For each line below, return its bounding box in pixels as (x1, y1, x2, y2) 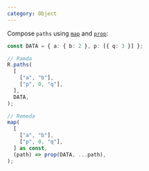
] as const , (13, 145, 48, 152)
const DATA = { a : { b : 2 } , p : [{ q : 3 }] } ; (7, 42, 143, 49)
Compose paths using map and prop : (7, 29, 108, 37)
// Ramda (7, 55, 32, 62)
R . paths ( (7, 62, 32, 69)
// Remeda (7, 112, 36, 120)
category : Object (7, 10, 57, 17)
